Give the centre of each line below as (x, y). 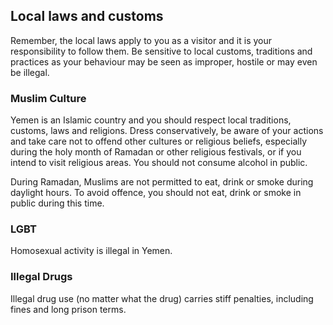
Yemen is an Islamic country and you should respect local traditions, (151, 120)
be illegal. (30, 72)
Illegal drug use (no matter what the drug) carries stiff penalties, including (162, 298)
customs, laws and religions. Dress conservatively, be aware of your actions (167, 131)
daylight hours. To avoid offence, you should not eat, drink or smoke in (156, 193)
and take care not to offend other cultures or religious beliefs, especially (159, 141)
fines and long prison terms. (68, 309)
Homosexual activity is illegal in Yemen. (91, 251)
